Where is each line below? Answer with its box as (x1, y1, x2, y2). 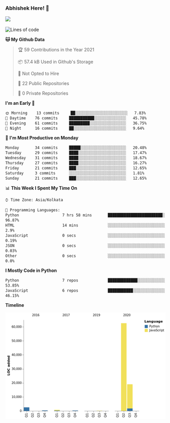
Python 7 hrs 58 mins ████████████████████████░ (5, 213, 165, 218)
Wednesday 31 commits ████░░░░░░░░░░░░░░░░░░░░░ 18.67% (5, 155, 147, 161)
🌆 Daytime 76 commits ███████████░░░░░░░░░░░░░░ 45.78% (5, 116, 147, 121)
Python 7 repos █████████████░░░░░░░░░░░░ (5, 278, 165, 283)
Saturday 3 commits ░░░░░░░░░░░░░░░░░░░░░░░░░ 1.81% (5, 171, 145, 176)
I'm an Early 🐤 (5, 100, 35, 106)
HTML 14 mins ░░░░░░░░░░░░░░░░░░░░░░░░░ (5, 223, 165, 228)
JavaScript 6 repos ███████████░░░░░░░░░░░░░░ (5, 288, 165, 293)
